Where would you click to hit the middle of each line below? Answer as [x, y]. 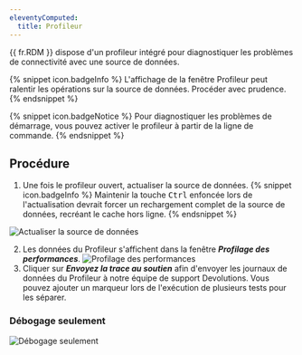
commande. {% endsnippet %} [67, 135]
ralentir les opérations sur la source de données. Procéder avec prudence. [148, 89]
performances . [52, 259]
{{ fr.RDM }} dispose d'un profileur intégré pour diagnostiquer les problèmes [151, 52]
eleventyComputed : [44, 18]
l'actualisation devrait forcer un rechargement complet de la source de [154, 205]
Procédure [40, 163]
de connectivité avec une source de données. [94, 62]
